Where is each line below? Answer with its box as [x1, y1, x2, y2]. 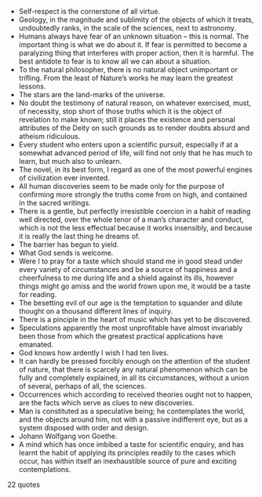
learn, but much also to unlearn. [18, 157, 122, 165]
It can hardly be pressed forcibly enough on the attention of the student [18, 357, 250, 365]
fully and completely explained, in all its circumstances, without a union [18, 373, 249, 383]
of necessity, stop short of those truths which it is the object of [18, 107, 223, 116]
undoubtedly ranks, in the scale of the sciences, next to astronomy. [18, 24, 237, 32]
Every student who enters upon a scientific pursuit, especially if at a [18, 140, 238, 149]
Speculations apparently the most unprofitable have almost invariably [18, 323, 243, 332]
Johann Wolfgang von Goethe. [18, 431, 118, 441]
